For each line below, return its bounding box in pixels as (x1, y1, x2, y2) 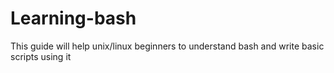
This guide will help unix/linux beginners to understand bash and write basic (10, 40, 325, 52)
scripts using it (10, 50, 72, 62)
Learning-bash (10, 7, 137, 30)
